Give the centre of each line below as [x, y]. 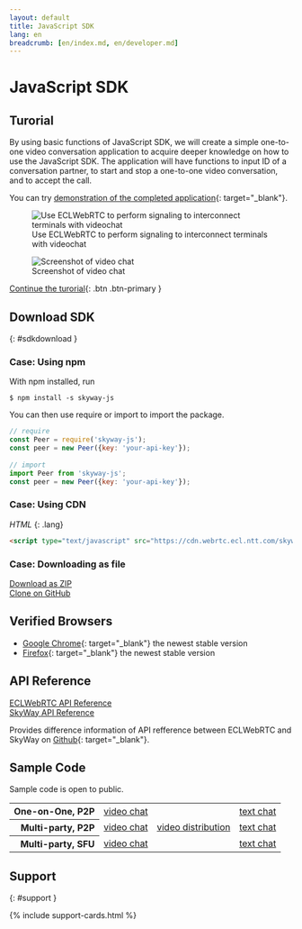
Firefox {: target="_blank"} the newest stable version [119, 652]
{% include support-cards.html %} [73, 915]
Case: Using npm [48, 361]
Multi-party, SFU [58, 844]
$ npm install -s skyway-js [62, 398]
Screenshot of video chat [79, 271]
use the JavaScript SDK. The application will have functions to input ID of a [148, 161]
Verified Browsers [61, 621]
